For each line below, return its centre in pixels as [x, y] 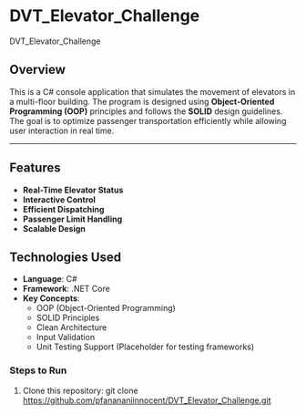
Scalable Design [54, 228]
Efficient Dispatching [63, 209]
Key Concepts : [51, 298]
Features [35, 168]
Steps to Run [38, 370]
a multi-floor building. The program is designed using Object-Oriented [142, 101]
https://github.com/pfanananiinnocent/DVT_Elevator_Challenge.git [147, 400]
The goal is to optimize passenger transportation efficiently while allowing [148, 120]
